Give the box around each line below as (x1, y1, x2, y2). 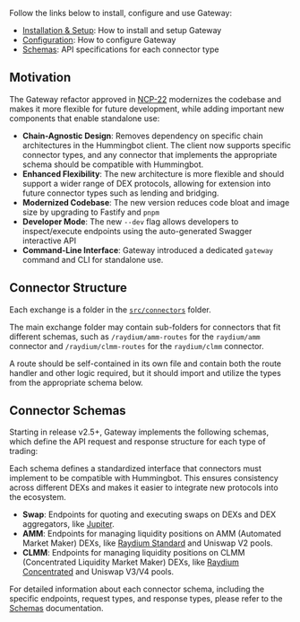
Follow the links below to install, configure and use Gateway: (9, 8, 233, 18)
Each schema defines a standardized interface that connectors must (9, 463, 262, 474)
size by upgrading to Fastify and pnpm (21, 206, 159, 217)
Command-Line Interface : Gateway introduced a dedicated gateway (21, 244, 274, 255)
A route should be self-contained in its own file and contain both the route (9, 358, 282, 369)
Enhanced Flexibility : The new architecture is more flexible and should (21, 168, 285, 179)
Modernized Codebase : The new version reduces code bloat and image (21, 197, 290, 207)
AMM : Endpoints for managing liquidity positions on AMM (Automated (21, 529, 282, 539)
